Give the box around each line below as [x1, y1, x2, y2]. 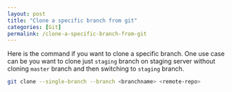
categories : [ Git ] [7, 23, 62, 30]
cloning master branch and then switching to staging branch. [7, 64, 185, 73]
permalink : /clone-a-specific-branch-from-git [7, 30, 147, 38]
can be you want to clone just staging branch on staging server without [7, 57, 216, 66]
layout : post [7, 10, 46, 18]
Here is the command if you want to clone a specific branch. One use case [7, 50, 225, 58]
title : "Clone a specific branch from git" [7, 17, 138, 24]
